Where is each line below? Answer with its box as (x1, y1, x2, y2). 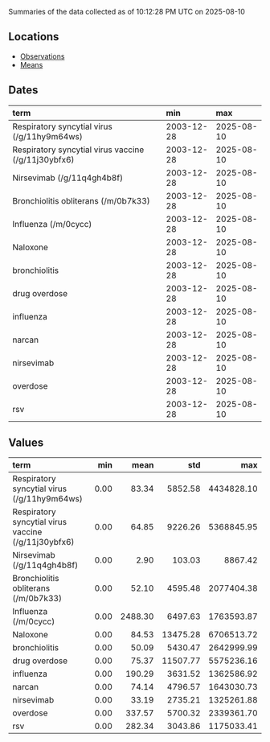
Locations (8, 30, 59, 43)
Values (8, 436, 44, 450)
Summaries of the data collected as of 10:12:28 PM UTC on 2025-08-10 (8, 7, 245, 16)
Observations (19, 52, 65, 61)
